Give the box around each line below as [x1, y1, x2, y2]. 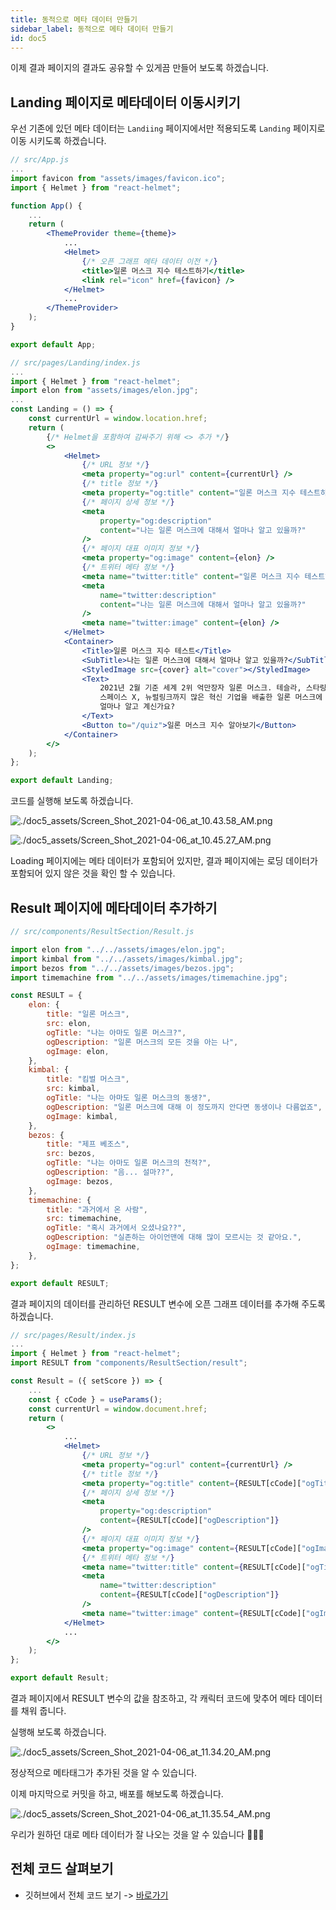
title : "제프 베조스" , [46, 1139, 130, 1150]
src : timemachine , [46, 1214, 123, 1224]
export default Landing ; [10, 776, 114, 786]
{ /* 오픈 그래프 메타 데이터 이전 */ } [81, 256, 218, 266]
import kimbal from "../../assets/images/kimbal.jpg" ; [10, 954, 244, 964]
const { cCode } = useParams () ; [28, 1394, 163, 1405]
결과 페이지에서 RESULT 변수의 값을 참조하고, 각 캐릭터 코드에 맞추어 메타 [10, 1692, 297, 1704]
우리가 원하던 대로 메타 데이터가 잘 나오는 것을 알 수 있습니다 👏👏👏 [10, 1829, 265, 1840]
